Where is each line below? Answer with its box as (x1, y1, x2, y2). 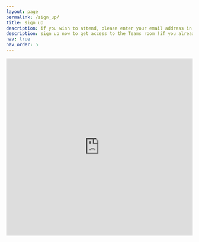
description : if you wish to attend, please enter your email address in (6, 25, 192, 31)
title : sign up (6, 20, 44, 25)
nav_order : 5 (6, 42, 38, 48)
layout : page (6, 8, 38, 15)
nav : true (6, 36, 31, 42)
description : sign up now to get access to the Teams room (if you (6, 31, 176, 37)
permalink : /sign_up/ (6, 14, 60, 20)
